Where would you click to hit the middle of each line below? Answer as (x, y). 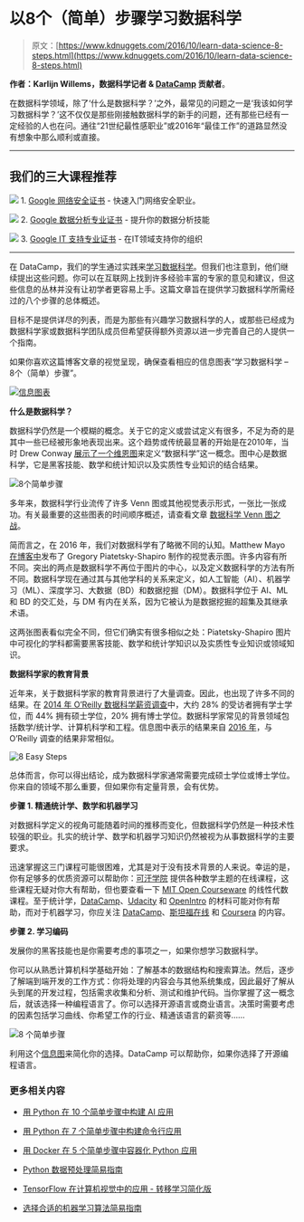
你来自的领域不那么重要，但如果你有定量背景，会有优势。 (116, 786)
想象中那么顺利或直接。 (61, 137)
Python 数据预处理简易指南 (73, 1169)
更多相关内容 (38, 1090)
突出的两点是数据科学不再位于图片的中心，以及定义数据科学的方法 (156, 568)
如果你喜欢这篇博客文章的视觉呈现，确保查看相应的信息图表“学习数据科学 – (149, 361)
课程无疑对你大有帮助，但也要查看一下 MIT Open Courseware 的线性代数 (152, 889)
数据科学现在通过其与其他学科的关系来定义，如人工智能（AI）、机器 (158, 578)
